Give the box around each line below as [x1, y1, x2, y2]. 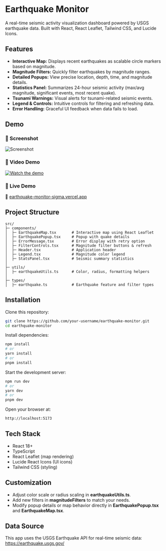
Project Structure [5, 208, 59, 217]
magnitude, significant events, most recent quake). [12, 90, 116, 95]
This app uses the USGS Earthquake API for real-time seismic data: [5, 535, 142, 541]
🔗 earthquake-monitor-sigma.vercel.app [5, 194, 87, 200]
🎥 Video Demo [5, 159, 40, 166]
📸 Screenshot [5, 135, 39, 142]
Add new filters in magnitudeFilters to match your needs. [12, 497, 130, 503]
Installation [5, 296, 41, 304]
